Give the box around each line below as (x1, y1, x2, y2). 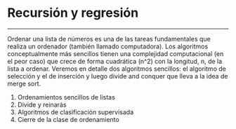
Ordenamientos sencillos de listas (17, 93, 116, 101)
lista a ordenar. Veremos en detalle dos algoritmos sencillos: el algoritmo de (7, 64, 226, 73)
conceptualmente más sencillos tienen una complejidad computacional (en (7, 49, 224, 57)
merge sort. (7, 79, 41, 88)
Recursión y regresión (7, 5, 139, 21)
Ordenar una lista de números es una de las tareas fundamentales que (7, 34, 211, 43)
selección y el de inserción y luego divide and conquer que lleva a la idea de (7, 72, 228, 80)
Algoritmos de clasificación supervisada (17, 107, 134, 116)
